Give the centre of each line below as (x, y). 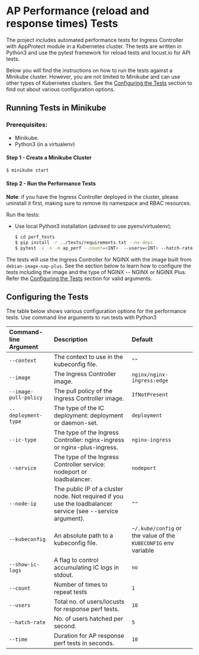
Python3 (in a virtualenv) (45, 144)
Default (142, 339)
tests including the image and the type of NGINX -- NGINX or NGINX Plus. (96, 272)
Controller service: (79, 465)
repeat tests (70, 592)
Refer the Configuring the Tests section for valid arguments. (79, 278)
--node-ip (23, 504)
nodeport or (70, 472)
